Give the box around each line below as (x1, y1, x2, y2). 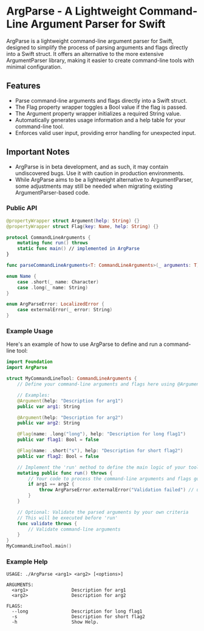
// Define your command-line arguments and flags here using (17, 381, 175, 387)
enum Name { (6, 273, 36, 279)
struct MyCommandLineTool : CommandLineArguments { (6, 376, 137, 382)
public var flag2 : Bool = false (17, 453, 99, 460)
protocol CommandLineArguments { (6, 234, 91, 241)
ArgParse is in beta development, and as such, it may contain (15, 163, 169, 170)
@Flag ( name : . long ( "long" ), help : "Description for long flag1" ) (17, 431, 186, 437)
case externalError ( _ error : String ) (17, 307, 113, 313)
